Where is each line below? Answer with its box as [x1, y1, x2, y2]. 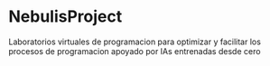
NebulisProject [8, 6, 123, 27]
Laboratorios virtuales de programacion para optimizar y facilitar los [8, 36, 261, 47]
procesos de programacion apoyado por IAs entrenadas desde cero [8, 45, 261, 56]
